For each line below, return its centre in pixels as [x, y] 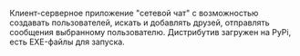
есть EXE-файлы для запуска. [67, 42]
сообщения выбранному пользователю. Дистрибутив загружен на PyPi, [150, 32]
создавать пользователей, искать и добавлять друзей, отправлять [140, 23]
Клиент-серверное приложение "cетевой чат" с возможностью [134, 13]
